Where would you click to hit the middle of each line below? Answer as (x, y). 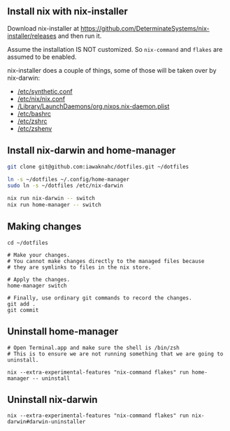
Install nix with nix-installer (67, 12)
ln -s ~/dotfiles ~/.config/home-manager (69, 179)
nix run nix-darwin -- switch (51, 199)
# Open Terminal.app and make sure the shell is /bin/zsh (93, 348)
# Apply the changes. (39, 279)
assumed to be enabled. (42, 57)
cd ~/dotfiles (28, 243)
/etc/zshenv (35, 128)
